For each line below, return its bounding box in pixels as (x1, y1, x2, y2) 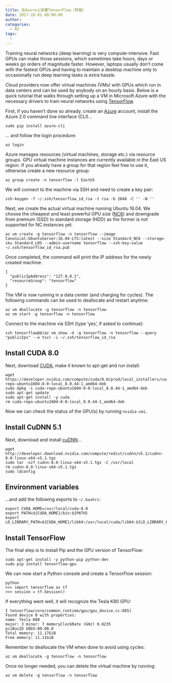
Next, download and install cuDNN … (5, 436, 82, 443)
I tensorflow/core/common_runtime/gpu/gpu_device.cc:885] (5, 608, 132, 613)
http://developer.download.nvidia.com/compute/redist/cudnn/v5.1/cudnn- (5, 451, 164, 456)
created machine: (5, 259, 42, 265)
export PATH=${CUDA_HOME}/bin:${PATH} (5, 510, 88, 516)
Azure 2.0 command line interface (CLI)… (5, 113, 93, 119)
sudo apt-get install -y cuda (5, 395, 70, 400)
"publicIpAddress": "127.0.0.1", (10, 273, 81, 279)
